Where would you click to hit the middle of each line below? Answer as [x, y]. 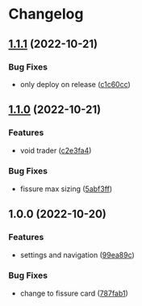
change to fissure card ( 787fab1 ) [74, 293]
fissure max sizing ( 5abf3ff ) [66, 189]
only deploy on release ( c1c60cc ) [75, 84]
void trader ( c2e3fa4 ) [56, 150]
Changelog [46, 14]
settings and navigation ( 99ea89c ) [77, 254]
